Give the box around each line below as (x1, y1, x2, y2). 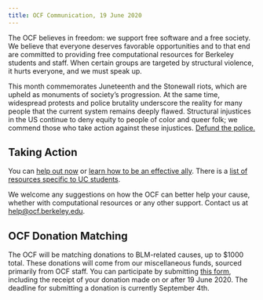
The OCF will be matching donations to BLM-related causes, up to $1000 (8, 250, 244, 259)
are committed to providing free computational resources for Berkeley (8, 49, 234, 59)
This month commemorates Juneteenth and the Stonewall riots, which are (8, 81, 247, 91)
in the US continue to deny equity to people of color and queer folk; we (8, 114, 238, 124)
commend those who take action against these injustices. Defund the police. (8, 123, 256, 132)
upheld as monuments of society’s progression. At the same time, (8, 89, 221, 99)
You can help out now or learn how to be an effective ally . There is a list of (8, 166, 248, 176)
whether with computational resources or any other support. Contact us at (8, 198, 249, 208)
